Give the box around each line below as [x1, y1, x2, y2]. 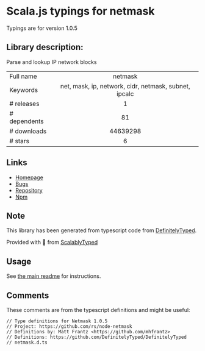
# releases [9, 99, 40, 108]
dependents [9, 117, 44, 126]
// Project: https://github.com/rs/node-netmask [6, 324, 132, 330]
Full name [9, 72, 38, 80]
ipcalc [117, 90, 134, 98]
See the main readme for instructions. [6, 272, 101, 280]
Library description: [6, 42, 84, 52]
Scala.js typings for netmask [6, 4, 155, 18]
